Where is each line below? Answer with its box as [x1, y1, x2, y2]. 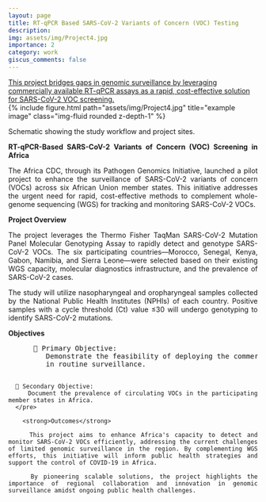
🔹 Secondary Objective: [15, 382, 93, 390]
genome [8, 199, 36, 209]
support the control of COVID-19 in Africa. [8, 458, 158, 466]
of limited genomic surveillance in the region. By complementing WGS [8, 445, 258, 453]
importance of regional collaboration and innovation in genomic [8, 479, 258, 488]
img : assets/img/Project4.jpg [8, 33, 108, 42]
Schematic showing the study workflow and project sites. [8, 126, 196, 136]
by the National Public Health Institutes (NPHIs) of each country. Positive [8, 296, 258, 305]
